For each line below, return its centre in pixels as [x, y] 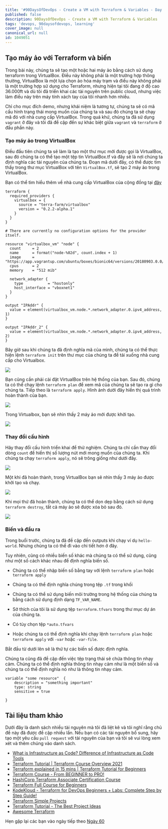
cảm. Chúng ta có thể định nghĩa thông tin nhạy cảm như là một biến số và [82, 664]
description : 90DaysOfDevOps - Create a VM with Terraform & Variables [81, 19]
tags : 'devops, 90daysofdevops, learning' [50, 24]
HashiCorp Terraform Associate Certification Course [66, 780]
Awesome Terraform [33, 811]
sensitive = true [32, 691]
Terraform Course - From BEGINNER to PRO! [58, 774]
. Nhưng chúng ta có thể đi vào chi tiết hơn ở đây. [67, 545]
